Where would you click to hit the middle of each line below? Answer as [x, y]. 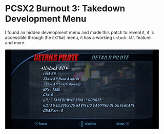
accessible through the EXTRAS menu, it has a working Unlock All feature [78, 38]
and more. [15, 42]
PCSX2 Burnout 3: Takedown [65, 9]
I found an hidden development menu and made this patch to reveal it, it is [80, 32]
